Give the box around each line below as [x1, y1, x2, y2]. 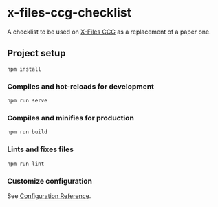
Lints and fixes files [7, 144, 74, 154]
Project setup [7, 47, 67, 59]
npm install [7, 65, 41, 73]
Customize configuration [7, 176, 93, 186]
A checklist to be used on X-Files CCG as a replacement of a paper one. [7, 28, 211, 36]
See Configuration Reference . [7, 191, 91, 200]
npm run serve [7, 98, 48, 105]
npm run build [7, 129, 48, 135]
